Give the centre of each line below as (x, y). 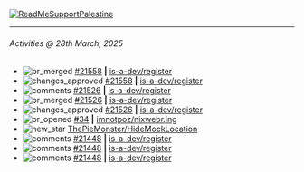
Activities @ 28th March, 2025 (66, 43)
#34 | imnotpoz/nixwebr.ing (126, 119)
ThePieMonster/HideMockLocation (133, 129)
